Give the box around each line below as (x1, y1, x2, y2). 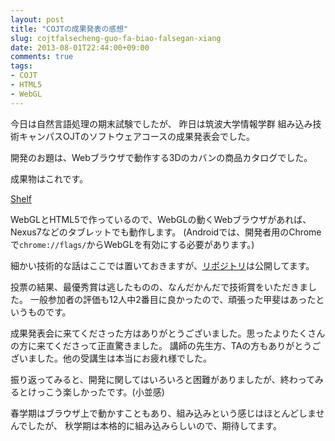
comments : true (10, 52, 74, 62)
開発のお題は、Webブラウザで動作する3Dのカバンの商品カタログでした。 (10, 151, 313, 163)
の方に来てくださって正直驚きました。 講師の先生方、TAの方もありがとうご (10, 339, 322, 351)
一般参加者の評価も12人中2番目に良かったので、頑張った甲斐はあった (29, 293, 317, 305)
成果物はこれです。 (10, 172, 89, 185)
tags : (10, 61, 33, 71)
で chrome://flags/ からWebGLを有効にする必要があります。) (10, 238, 255, 250)
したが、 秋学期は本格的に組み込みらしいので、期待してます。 (27, 419, 282, 431)
